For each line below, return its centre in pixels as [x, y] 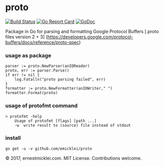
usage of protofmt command [42, 106]
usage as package [28, 55]
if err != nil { [22, 75]
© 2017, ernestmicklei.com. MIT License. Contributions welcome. [74, 158]
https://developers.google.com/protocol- [90, 37]
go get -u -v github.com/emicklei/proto [49, 149]
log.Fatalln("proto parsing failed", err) [60, 80]
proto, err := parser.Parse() [37, 70]
